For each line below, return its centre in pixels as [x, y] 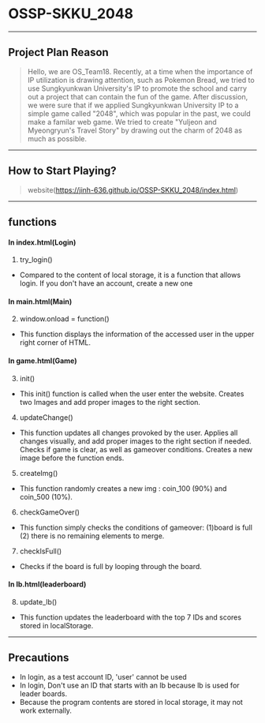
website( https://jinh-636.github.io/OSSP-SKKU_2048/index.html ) [133, 189]
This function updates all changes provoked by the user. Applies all [129, 433]
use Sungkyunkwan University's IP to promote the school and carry [137, 88]
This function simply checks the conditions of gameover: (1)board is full [136, 527]
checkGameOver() [50, 512]
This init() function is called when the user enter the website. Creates [132, 393]
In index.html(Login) [42, 242]
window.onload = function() [64, 319]
